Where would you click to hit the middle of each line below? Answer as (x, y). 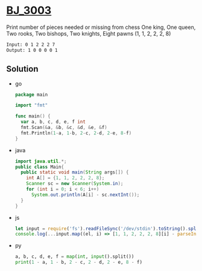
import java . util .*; (41, 161)
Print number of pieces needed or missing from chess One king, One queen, (101, 27)
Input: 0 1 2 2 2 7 (31, 45)
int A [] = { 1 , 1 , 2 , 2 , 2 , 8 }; (65, 178)
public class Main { (39, 167)
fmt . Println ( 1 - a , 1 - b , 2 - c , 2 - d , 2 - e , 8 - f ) (76, 133)
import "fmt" (31, 105)
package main (31, 95)
